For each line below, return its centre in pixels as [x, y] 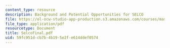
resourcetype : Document [30, 28]
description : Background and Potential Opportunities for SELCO [74, 14]
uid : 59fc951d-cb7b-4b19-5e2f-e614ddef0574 [52, 38]
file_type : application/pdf [35, 24]
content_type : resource [30, 10]
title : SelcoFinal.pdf [29, 33]
